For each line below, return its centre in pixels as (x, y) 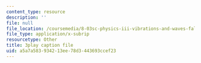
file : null (20, 23)
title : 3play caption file (40, 46)
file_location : (25, 28)
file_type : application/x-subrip (48, 34)
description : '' (26, 17)
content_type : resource (36, 12)
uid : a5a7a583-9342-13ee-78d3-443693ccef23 (61, 51)
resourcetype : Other (32, 40)
